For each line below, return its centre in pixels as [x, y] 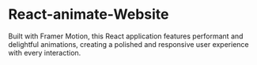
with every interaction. [45, 52]
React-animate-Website [89, 14]
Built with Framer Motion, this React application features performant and [126, 36]
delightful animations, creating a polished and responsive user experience [128, 44]
